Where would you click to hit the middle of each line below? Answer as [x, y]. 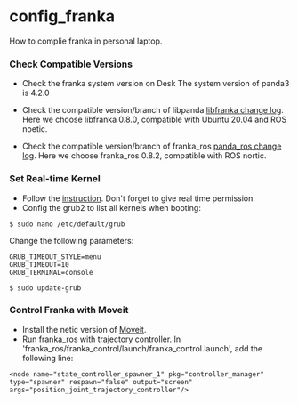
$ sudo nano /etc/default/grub [67, 224]
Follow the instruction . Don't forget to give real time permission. [138, 198]
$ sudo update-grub [45, 288]
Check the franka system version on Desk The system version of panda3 [156, 84]
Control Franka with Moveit [69, 310]
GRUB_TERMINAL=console [51, 272]
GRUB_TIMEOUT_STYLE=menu [55, 257]
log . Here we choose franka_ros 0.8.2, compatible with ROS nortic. [144, 156]
